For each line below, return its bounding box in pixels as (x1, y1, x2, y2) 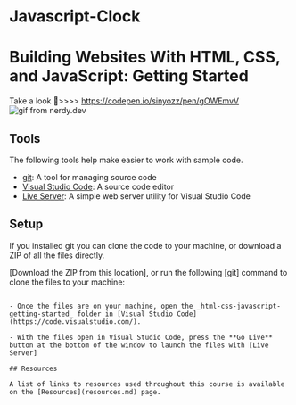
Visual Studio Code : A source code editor (21, 181, 175, 192)
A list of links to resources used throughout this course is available (9, 379, 285, 389)
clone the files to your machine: (9, 277, 126, 287)
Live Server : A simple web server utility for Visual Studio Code (21, 190, 251, 202)
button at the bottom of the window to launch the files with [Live (9, 341, 269, 350)
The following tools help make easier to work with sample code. (9, 154, 243, 165)
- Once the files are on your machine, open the (9, 302, 193, 310)
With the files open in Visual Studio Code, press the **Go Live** (17, 333, 274, 342)
